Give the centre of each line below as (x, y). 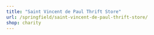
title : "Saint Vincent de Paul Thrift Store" (64, 12)
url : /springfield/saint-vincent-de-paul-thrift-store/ (77, 17)
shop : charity (24, 23)
